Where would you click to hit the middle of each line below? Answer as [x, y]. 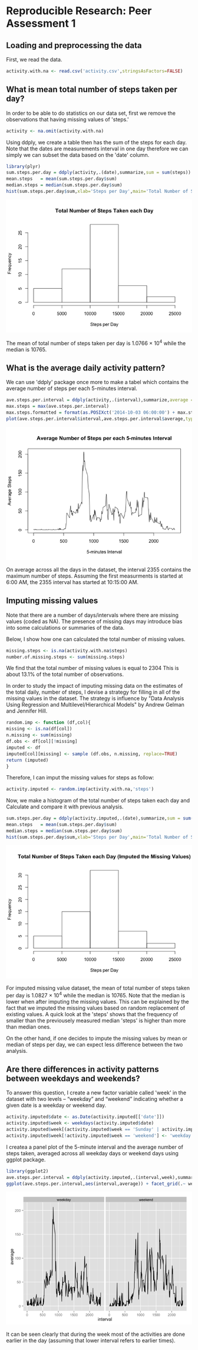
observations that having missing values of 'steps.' [68, 119]
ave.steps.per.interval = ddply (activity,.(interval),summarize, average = [100, 400]
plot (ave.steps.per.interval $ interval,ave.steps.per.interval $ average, [96, 419]
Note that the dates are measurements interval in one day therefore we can [97, 149]
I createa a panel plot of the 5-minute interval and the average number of [95, 1147]
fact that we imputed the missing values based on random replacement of [96, 1008]
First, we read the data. [34, 59]
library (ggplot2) [27, 1171]
